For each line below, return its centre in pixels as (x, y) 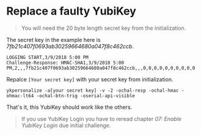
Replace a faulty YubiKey (71, 11)
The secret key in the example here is (53, 40)
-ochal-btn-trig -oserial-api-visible (86, 95)
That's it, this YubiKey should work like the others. (69, 107)
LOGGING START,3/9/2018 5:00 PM (47, 57)
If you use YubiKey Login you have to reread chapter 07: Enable (101, 119)
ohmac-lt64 (20, 95)
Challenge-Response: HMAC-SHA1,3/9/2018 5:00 (65, 63)
